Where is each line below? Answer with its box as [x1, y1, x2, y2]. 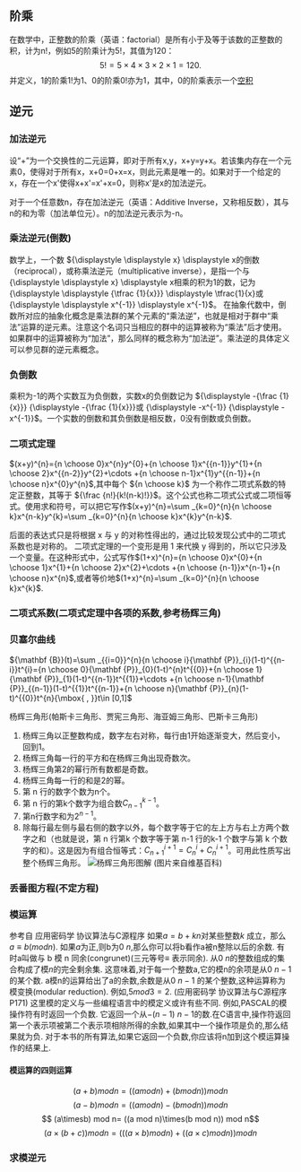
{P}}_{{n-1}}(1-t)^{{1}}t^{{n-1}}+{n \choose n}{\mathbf [9, 682, 208, 693]
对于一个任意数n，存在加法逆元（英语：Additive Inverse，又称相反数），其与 [9, 196, 289, 207]
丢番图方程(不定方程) [9, 882, 99, 895]
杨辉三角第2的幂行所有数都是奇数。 [21, 763, 154, 774]
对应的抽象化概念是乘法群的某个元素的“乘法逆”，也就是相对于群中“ [24, 310, 271, 321]
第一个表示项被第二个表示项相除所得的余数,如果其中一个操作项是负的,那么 [9, 1020, 281, 1031]
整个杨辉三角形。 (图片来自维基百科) [21, 857, 222, 868]
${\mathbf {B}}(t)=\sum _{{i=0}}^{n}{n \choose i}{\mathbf [9, 654, 222, 665]
